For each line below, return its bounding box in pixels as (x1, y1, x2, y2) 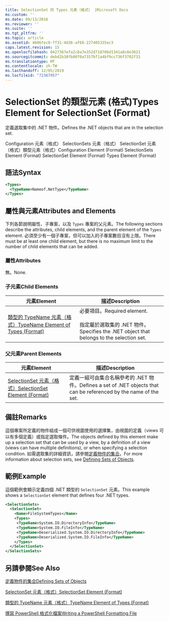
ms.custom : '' (5, 12, 35, 17)
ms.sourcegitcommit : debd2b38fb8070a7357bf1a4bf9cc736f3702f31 (5, 54, 141, 59)
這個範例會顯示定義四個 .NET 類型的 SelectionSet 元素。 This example (5, 487, 150, 493)
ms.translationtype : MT (5, 59, 55, 64)
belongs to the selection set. (79, 334, 147, 341)
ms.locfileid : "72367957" (5, 73, 59, 78)
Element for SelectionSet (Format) (5, 107, 151, 119)
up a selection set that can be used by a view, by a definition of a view (5, 439, 151, 445)
